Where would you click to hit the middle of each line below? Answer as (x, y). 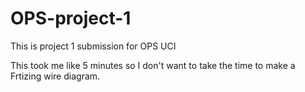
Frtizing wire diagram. (55, 76)
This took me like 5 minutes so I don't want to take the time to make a (153, 65)
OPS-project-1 (71, 18)
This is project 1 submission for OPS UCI (93, 46)
